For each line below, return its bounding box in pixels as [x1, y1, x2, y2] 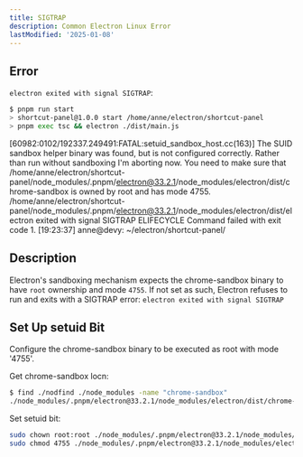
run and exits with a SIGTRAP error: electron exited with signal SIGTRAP [9, 294, 284, 304]
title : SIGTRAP [9, 13, 67, 23]
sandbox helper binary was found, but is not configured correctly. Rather [9, 147, 280, 158]
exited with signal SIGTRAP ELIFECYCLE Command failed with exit [35, 214, 281, 226]
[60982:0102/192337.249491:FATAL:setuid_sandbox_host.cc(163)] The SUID [9, 137, 293, 149]
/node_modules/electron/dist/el [175, 205, 293, 216]
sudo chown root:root [9, 431, 91, 440]
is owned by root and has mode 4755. [70, 186, 212, 197]
